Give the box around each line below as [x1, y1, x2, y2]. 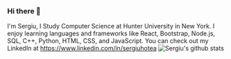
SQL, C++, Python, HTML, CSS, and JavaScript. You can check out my [7, 37, 209, 45]
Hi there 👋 [7, 6, 42, 16]
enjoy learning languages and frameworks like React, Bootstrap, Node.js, [7, 29, 216, 37]
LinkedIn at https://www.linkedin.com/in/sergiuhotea [7, 44, 157, 53]
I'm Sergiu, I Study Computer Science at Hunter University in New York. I [7, 22, 215, 31]
